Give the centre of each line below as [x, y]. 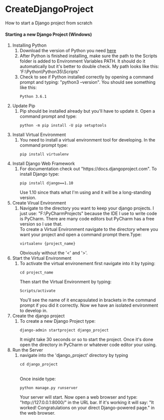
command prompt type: [44, 145]
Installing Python [29, 45]
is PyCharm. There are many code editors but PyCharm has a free [87, 219]
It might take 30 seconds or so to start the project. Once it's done [86, 340]
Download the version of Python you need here [68, 51]
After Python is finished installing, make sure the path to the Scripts [88, 56]
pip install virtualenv [44, 154]
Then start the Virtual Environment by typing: [66, 282]
